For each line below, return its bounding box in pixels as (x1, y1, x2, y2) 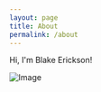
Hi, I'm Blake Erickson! (9, 55, 93, 66)
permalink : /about (9, 30, 78, 39)
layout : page (9, 13, 59, 23)
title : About (9, 22, 59, 31)
